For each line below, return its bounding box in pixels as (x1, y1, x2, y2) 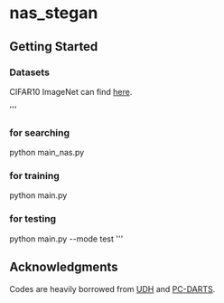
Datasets (9, 66, 50, 79)
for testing (9, 213, 57, 225)
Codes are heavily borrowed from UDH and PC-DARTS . (9, 283, 216, 294)
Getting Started (9, 39, 98, 54)
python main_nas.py (9, 147, 85, 158)
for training (9, 170, 61, 183)
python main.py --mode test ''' (9, 233, 124, 244)
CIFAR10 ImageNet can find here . (9, 86, 133, 97)
